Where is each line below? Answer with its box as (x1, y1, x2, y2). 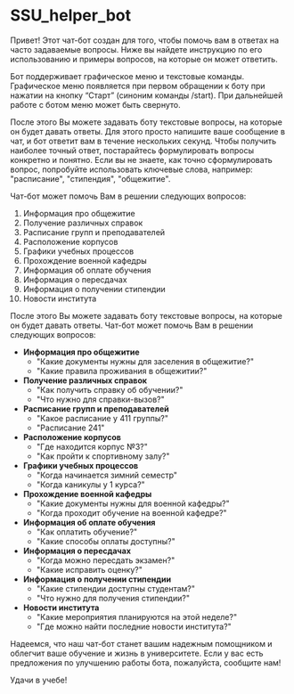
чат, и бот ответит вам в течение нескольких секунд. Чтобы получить (10, 135, 277, 146)
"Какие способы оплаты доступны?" (36, 535, 176, 546)
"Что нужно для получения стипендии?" (36, 592, 191, 603)
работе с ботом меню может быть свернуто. (10, 99, 181, 110)
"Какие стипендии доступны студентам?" (36, 583, 195, 593)
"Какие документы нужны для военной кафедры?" (36, 498, 230, 509)
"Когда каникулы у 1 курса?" (36, 478, 145, 490)
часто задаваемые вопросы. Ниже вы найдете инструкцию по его (10, 44, 263, 54)
